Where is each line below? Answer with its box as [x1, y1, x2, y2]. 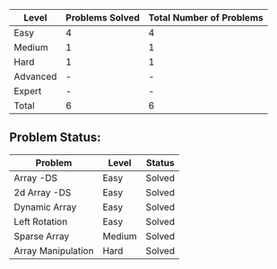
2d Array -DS [13, 186, 72, 198]
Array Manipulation [13, 244, 94, 256]
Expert [13, 85, 42, 97]
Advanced [13, 71, 57, 82]
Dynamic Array [13, 201, 77, 213]
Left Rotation [13, 215, 68, 228]
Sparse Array [13, 230, 70, 242]
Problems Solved [65, 12, 141, 23]
